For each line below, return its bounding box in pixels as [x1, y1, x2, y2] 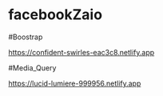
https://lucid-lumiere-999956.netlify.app [8, 78, 141, 88]
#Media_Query [8, 62, 57, 73]
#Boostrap [8, 32, 43, 42]
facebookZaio [8, 6, 102, 24]
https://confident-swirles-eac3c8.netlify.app [8, 47, 155, 57]
